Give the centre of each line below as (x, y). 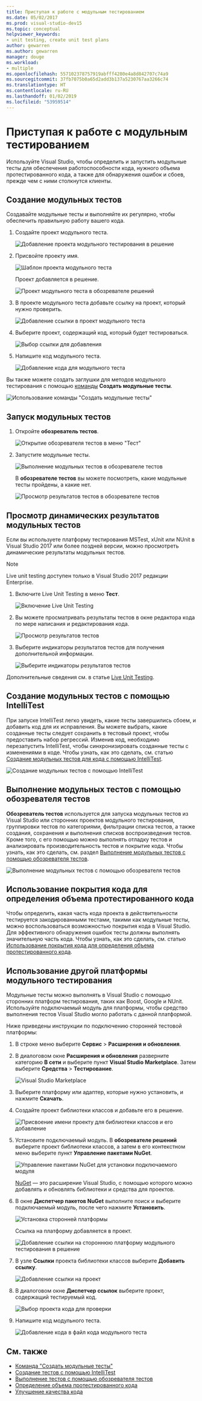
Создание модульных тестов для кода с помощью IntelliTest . (84, 759)
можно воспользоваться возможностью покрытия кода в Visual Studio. (99, 926)
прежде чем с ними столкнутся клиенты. (59, 181)
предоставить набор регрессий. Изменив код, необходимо (83, 740)
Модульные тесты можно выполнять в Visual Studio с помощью (88, 995)
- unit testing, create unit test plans (58, 40)
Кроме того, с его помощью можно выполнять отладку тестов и (89, 839)
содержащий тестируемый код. (56, 1297)
